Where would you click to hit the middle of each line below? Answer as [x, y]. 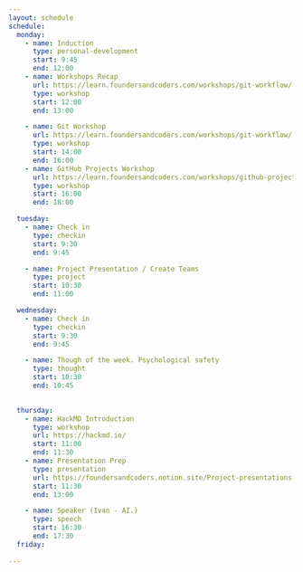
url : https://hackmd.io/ [79, 435]
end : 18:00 [53, 203]
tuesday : [33, 219]
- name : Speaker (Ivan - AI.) [82, 511]
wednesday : [37, 310]
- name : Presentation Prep [76, 461]
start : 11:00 [57, 444]
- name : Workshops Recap [71, 77]
